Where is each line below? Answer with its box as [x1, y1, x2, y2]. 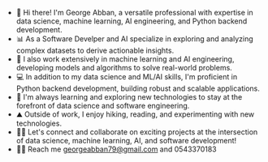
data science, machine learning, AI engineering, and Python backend [15, 16, 248, 26]
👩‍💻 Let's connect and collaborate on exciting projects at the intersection [15, 127, 258, 137]
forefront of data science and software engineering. [15, 101, 190, 110]
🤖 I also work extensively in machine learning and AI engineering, [15, 54, 235, 64]
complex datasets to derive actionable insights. [15, 45, 175, 55]
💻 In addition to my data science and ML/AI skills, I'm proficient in [15, 72, 238, 81]
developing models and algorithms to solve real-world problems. [15, 63, 233, 72]
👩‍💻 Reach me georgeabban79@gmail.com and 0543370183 [15, 144, 217, 154]
